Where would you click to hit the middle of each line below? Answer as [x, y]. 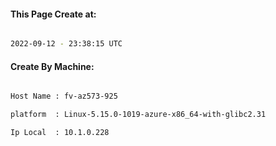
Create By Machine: [52, 66]
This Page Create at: [53, 14]
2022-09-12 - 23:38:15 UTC [66, 44]
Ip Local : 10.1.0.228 [60, 133]
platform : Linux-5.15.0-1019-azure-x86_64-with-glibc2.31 [138, 115]
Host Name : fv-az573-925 [64, 96]
